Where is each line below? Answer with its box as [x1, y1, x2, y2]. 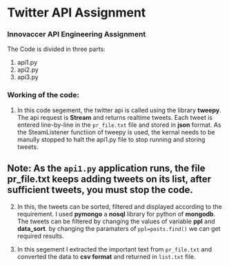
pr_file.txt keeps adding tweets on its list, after [7, 174, 212, 185]
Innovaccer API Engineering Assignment [7, 30, 146, 39]
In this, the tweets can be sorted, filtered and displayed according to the [17, 202, 222, 211]
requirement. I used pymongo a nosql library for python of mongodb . [17, 209, 216, 218]
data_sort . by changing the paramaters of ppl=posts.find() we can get [17, 224, 221, 232]
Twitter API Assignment [7, 5, 146, 21]
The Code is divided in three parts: [7, 45, 106, 53]
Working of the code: [7, 90, 79, 100]
